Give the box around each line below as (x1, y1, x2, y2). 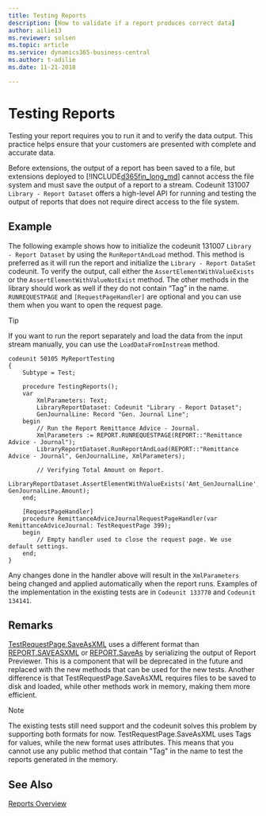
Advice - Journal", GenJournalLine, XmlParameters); (8, 452, 186, 460)
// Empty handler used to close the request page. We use (36, 536, 232, 543)
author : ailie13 (8, 26, 62, 34)
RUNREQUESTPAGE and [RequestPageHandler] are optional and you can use (8, 292, 241, 301)
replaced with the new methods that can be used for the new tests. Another (8, 665, 255, 675)
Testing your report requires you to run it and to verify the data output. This (8, 130, 253, 140)
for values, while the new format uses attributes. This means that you (8, 738, 234, 748)
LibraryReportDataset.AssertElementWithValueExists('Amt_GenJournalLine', (8, 480, 260, 488)
